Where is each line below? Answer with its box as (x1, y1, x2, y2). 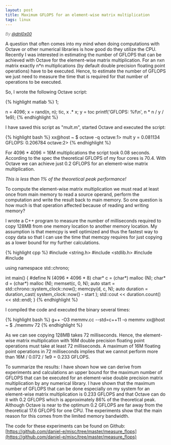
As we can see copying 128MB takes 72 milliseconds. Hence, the (5, 332, 142, 338)
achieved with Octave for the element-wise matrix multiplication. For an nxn (5, 57, 165, 63)
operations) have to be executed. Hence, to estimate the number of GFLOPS (5, 68, 166, 75)
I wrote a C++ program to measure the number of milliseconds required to (5, 218, 161, 224)
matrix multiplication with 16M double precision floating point (16, 338, 145, 344)
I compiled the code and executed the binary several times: (5, 307, 131, 313)
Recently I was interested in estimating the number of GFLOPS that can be (5, 52, 162, 58)
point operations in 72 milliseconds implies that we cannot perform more (5, 348, 158, 355)
